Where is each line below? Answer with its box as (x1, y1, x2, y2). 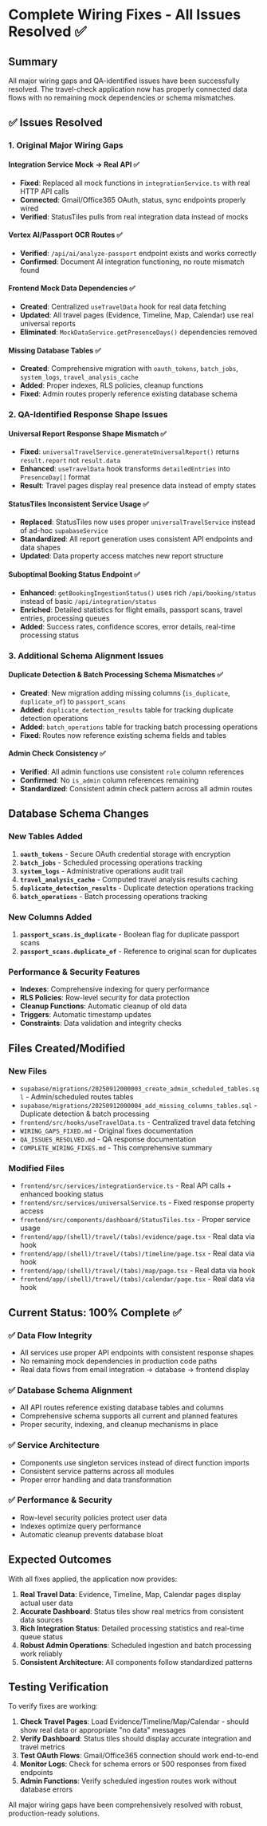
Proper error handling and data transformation (19, 1474, 172, 1485)
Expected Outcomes (8, 1553, 112, 1567)
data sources (19, 1615, 64, 1624)
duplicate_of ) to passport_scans (19, 696, 126, 706)
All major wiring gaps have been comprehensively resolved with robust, (8, 1800, 243, 1810)
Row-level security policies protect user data (19, 1512, 167, 1522)
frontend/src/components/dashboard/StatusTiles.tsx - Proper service (19, 1215, 251, 1225)
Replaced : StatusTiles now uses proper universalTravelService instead (19, 517, 256, 527)
